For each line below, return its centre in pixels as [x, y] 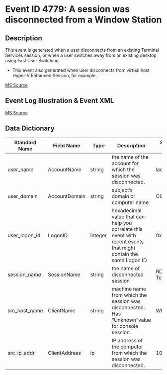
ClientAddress [64, 353]
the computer [127, 347]
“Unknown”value [131, 320]
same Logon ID [129, 260]
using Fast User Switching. [33, 60]
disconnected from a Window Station [83, 20]
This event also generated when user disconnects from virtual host [81, 70]
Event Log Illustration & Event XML [60, 101]
